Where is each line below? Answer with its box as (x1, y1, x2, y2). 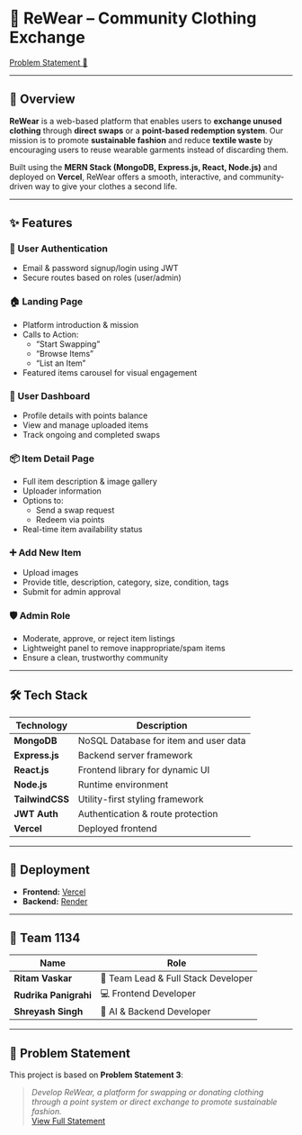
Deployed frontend (77, 822, 157, 834)
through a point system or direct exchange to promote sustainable (31, 1096, 278, 1107)
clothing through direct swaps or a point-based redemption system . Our (9, 125, 284, 136)
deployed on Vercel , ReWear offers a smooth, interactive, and (9, 171, 238, 182)
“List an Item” (35, 358, 86, 368)
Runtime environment (77, 778, 169, 791)
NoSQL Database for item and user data (77, 734, 246, 747)
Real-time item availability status (22, 524, 143, 535)
